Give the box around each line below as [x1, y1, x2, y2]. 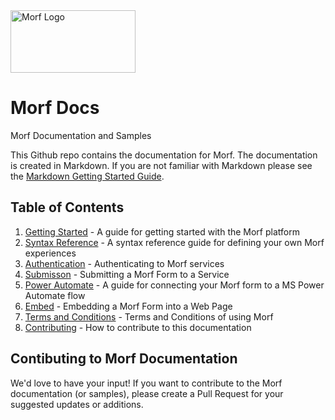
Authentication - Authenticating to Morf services [24, 257, 225, 269]
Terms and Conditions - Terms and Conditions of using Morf [24, 310, 274, 323]
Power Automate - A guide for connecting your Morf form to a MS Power [24, 279, 325, 291]
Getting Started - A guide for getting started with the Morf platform [24, 225, 300, 238]
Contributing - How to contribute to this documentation [24, 321, 252, 333]
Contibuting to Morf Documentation [10, 350, 238, 368]
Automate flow [24, 289, 86, 301]
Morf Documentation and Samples [10, 129, 152, 141]
